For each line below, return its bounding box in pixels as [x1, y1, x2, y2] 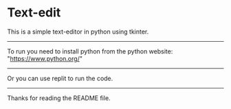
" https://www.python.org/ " [7, 54, 82, 62]
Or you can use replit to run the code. [7, 74, 113, 82]
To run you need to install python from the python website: [7, 47, 173, 56]
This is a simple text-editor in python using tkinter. [7, 27, 149, 36]
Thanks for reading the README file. [7, 94, 111, 102]
